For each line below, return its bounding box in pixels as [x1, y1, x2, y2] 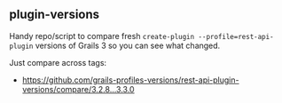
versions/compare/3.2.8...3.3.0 [21, 83, 135, 94]
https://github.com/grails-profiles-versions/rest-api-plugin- [21, 75, 239, 85]
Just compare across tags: [9, 57, 107, 67]
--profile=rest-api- [198, 32, 274, 41]
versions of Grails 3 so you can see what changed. [35, 40, 221, 51]
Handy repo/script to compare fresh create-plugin [9, 30, 195, 41]
